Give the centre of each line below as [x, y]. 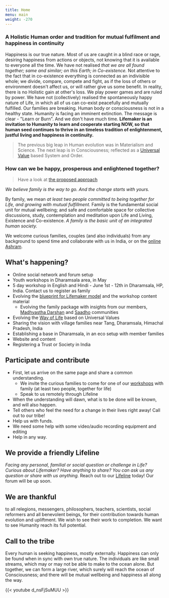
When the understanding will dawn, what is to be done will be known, [85, 399]
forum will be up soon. [29, 481]
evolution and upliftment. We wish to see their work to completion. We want [84, 520]
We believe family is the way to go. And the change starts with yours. [77, 189]
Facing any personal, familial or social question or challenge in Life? [76, 465]
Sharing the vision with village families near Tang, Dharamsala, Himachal [88, 323]
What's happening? [37, 263]
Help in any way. [30, 437]
